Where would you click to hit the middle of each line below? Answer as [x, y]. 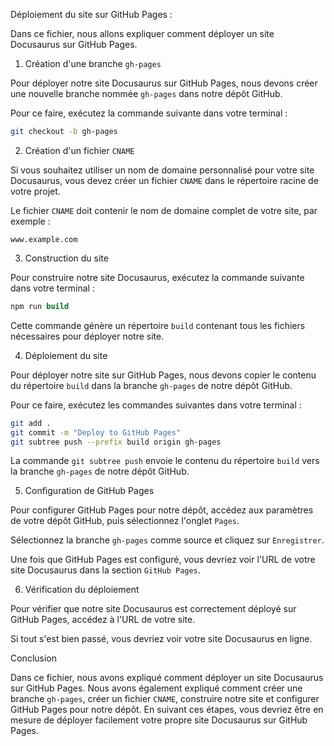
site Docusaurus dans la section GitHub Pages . [105, 570]
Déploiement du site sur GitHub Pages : [91, 14]
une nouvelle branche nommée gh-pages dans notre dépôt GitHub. [146, 93]
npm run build [40, 306]
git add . [31, 423]
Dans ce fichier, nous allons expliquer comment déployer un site [142, 33]
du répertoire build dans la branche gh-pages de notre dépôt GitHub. [151, 385]
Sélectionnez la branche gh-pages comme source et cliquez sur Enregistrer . [167, 540]
